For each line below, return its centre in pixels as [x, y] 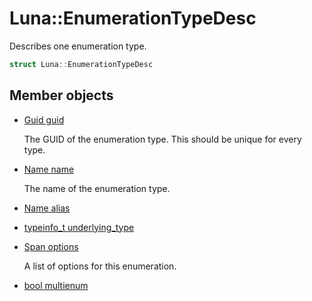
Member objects [61, 95]
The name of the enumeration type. [97, 188]
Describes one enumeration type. [78, 46]
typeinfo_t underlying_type [79, 227]
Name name [49, 169]
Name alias [47, 208]
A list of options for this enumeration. [100, 266]
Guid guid [44, 119]
